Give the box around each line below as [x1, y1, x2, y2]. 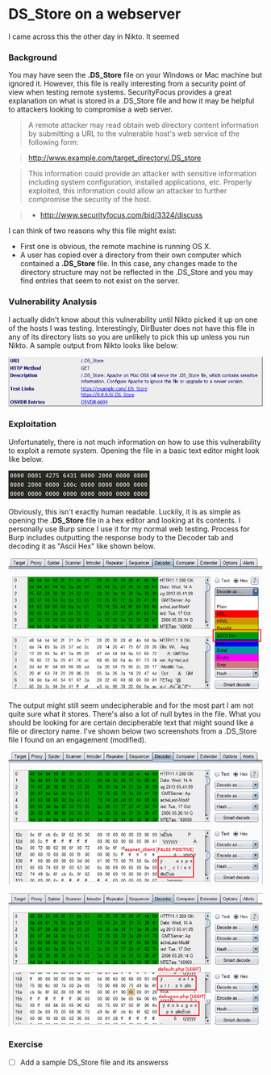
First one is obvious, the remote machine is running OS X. [19, 242, 211, 252]
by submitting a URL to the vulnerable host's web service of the [27, 129, 240, 138]
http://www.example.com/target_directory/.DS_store [27, 153, 202, 163]
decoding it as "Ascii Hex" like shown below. [8, 541, 156, 551]
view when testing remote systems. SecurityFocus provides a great [8, 87, 232, 97]
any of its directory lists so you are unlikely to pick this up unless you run [8, 332, 250, 341]
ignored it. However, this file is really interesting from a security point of [8, 78, 246, 89]
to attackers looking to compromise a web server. [8, 104, 173, 114]
